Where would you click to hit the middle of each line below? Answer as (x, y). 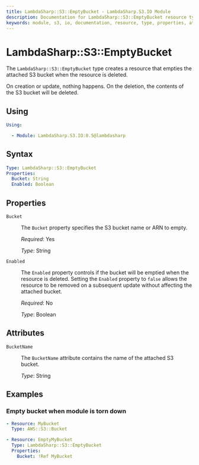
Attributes (25, 333)
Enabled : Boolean (33, 185)
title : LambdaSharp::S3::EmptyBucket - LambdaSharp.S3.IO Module (88, 12)
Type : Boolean (38, 314)
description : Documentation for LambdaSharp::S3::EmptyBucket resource (96, 17)
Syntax (20, 154)
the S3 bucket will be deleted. (42, 93)
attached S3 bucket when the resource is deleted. (67, 75)
